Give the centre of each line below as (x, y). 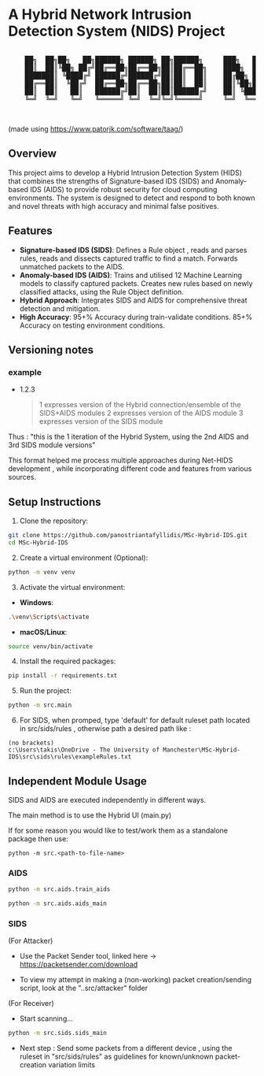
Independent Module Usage (78, 781)
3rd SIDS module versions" (52, 445)
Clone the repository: (54, 521)
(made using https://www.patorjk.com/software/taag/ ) (96, 128)
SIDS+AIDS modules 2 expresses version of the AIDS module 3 (141, 413)
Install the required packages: (68, 661)
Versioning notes (51, 349)
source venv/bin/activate (50, 646)
